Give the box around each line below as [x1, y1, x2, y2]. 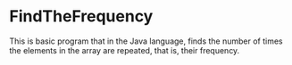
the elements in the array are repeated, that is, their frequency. [9, 45, 240, 55]
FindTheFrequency [9, 6, 154, 27]
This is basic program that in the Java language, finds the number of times [9, 36, 283, 46]
